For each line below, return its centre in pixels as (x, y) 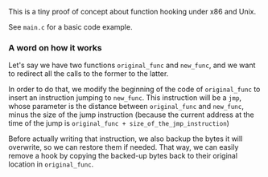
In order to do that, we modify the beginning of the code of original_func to (134, 89)
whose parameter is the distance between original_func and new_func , (126, 107)
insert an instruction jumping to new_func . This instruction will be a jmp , (125, 98)
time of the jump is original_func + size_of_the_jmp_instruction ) (119, 123)
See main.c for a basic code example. (70, 27)
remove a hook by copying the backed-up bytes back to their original (123, 156)
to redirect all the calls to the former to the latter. (89, 74)
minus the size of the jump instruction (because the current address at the (132, 115)
